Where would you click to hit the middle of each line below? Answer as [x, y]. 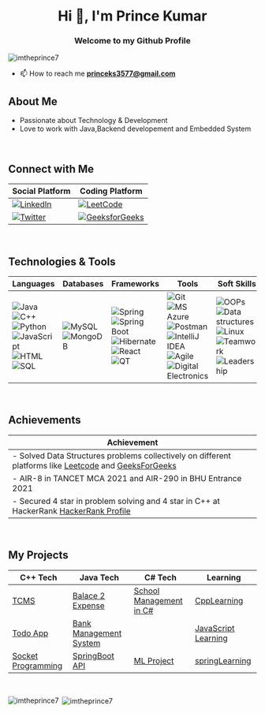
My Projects [38, 555]
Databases [83, 283]
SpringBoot [93, 655]
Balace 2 [89, 595]
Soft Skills [237, 283]
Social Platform [41, 191]
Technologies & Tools [62, 261]
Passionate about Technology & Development [93, 121]
